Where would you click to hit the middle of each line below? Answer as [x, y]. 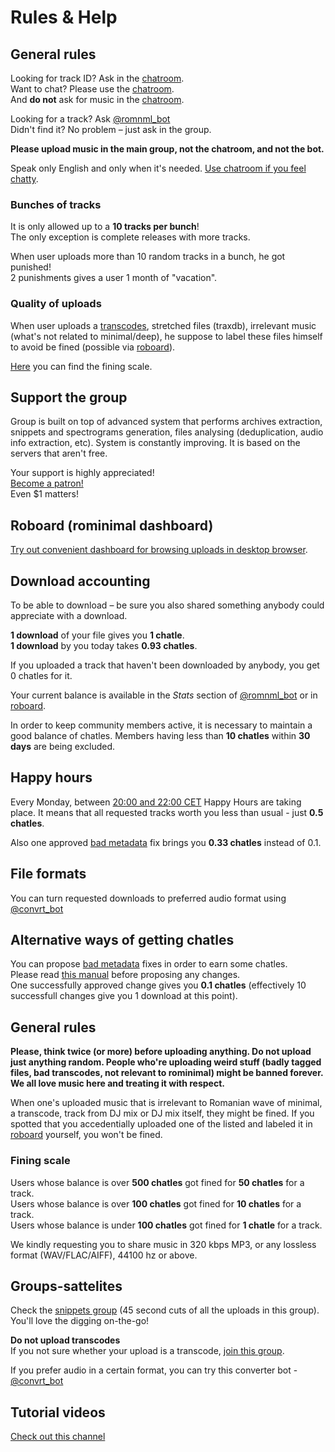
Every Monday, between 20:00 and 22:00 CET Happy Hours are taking [156, 802]
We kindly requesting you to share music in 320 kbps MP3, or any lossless [163, 1244]
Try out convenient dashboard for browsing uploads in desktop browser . [159, 550]
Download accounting [80, 581]
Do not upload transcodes [65, 1340]
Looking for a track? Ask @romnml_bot [90, 119]
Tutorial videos [58, 1412]
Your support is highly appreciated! [82, 473]
